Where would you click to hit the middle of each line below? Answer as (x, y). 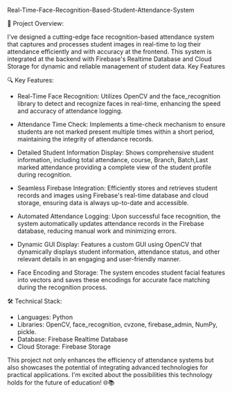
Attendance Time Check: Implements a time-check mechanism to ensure (121, 124)
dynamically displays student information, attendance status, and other (118, 252)
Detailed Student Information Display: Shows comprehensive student (115, 152)
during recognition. (44, 175)
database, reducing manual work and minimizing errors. (97, 231)
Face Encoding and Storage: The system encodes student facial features (121, 272)
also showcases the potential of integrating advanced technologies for (108, 367)
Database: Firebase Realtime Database (72, 339)
